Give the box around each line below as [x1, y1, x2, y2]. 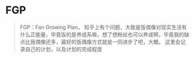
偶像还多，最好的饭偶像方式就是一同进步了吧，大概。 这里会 [35, 38, 181, 45]
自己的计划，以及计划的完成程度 [25, 45, 102, 53]
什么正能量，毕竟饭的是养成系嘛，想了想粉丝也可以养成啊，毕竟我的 [19, 30, 184, 38]
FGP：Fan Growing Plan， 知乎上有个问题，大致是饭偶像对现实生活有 [19, 23, 187, 30]
